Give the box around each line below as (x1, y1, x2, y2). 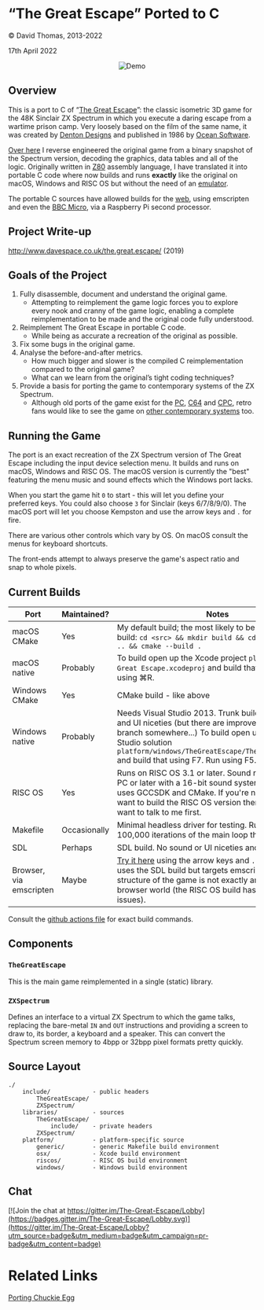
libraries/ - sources (22, 1108, 125, 1117)
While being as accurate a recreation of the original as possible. (31, 331, 238, 340)
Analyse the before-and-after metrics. (19, 348, 143, 358)
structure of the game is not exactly (116, 874, 248, 885)
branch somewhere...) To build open (116, 727, 251, 738)
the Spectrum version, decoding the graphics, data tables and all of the (8, 153, 239, 163)
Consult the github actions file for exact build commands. (8, 914, 194, 924)
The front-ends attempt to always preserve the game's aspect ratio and (8, 554, 240, 564)
